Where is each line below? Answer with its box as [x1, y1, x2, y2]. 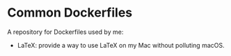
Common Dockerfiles [7, 5, 133, 21]
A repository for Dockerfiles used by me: [7, 28, 124, 36]
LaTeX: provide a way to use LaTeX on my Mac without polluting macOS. [17, 41, 225, 49]
